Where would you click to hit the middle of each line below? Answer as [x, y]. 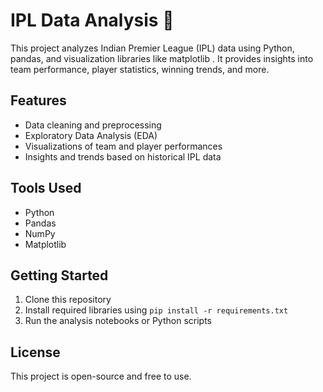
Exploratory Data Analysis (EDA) [91, 135]
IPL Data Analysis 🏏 [92, 20]
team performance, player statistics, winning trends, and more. [140, 69]
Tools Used [46, 188]
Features [38, 100]
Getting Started [59, 275]
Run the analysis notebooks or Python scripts [118, 321]
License [35, 352]
